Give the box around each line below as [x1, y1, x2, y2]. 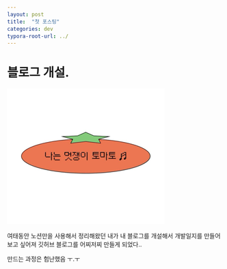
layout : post [7, 11, 44, 18]
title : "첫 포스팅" [7, 18, 60, 25]
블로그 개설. [7, 65, 70, 81]
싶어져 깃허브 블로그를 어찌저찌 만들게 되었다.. [19, 240, 142, 249]
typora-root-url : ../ [7, 33, 69, 40]
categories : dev [7, 25, 53, 32]
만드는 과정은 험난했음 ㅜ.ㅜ [7, 255, 81, 263]
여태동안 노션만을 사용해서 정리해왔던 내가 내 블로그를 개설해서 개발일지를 [7, 232, 203, 240]
